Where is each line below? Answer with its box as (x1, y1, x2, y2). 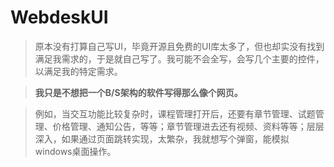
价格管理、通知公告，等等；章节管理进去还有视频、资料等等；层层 (52, 120, 325, 132)
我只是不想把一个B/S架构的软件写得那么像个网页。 (34, 86, 243, 98)
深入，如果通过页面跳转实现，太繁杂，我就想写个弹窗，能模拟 (34, 132, 290, 145)
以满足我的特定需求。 (34, 65, 123, 77)
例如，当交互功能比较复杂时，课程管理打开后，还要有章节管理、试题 (34, 107, 316, 120)
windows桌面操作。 (34, 145, 117, 157)
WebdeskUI (10, 6, 109, 29)
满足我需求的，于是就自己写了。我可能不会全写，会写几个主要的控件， (34, 52, 325, 65)
